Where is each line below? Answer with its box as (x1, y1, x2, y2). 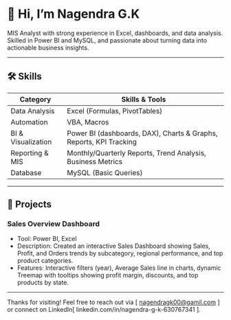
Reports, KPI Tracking (67, 137, 137, 146)
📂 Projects (7, 198, 52, 210)
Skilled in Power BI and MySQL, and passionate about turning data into (7, 36, 208, 44)
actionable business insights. (7, 43, 89, 52)
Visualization (10, 137, 52, 146)
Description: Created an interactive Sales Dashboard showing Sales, (16, 242, 211, 250)
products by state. (16, 278, 69, 287)
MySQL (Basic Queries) (67, 168, 143, 177)
